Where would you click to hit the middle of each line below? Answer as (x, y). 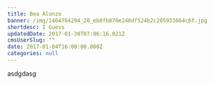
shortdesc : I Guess (36, 27)
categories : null (33, 54)
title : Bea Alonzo (34, 14)
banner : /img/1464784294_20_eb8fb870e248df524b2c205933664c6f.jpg (107, 21)
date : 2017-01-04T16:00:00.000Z (55, 47)
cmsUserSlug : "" (31, 40)
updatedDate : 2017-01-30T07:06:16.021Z (66, 34)
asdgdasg (22, 73)
